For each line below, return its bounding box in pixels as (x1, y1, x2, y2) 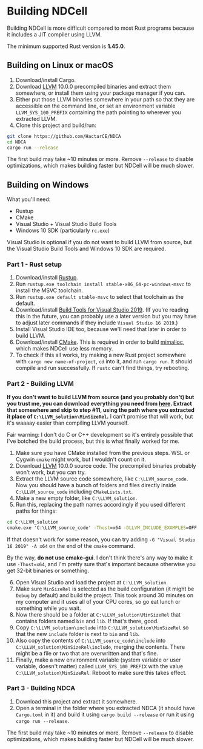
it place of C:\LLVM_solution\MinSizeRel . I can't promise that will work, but (7, 412, 193, 420)
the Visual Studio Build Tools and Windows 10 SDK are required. (7, 245, 166, 253)
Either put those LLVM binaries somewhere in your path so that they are (15, 95, 195, 103)
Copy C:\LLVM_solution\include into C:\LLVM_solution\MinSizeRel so (15, 624, 189, 631)
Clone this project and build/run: (15, 121, 96, 129)
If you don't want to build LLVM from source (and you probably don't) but (7, 393, 195, 400)
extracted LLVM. (15, 115, 57, 122)
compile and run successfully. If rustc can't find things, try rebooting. (15, 364, 190, 372)
